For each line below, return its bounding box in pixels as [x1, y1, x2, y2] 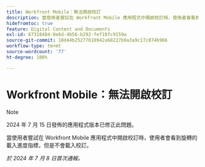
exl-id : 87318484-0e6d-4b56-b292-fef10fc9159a [6, 32, 127, 38]
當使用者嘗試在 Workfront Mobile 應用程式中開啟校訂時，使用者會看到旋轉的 [6, 133, 198, 141]
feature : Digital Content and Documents [6, 26, 111, 32]
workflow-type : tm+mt [6, 43, 62, 49]
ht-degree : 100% [6, 54, 48, 60]
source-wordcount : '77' [6, 49, 67, 55]
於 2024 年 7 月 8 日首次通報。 [6, 154, 84, 162]
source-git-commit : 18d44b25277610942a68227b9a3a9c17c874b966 [6, 37, 168, 43]
